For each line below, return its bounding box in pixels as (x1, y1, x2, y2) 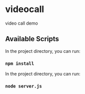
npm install (5, 60, 34, 66)
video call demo (5, 20, 38, 26)
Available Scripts (5, 35, 59, 43)
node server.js (5, 83, 42, 89)
